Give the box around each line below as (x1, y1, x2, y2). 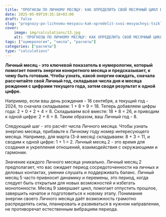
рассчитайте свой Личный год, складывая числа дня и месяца (5, 77, 142, 84)
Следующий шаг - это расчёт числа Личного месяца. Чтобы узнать (5, 123, 148, 129)
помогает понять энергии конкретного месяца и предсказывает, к (5, 67, 151, 73)
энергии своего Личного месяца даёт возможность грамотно (5, 195, 137, 201)
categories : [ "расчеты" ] (5, 44, 56, 49)
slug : (5, 21, 16, 26)
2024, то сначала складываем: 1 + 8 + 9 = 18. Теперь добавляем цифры (5, 103, 156, 109)
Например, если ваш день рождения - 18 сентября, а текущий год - (5, 98, 148, 104)
